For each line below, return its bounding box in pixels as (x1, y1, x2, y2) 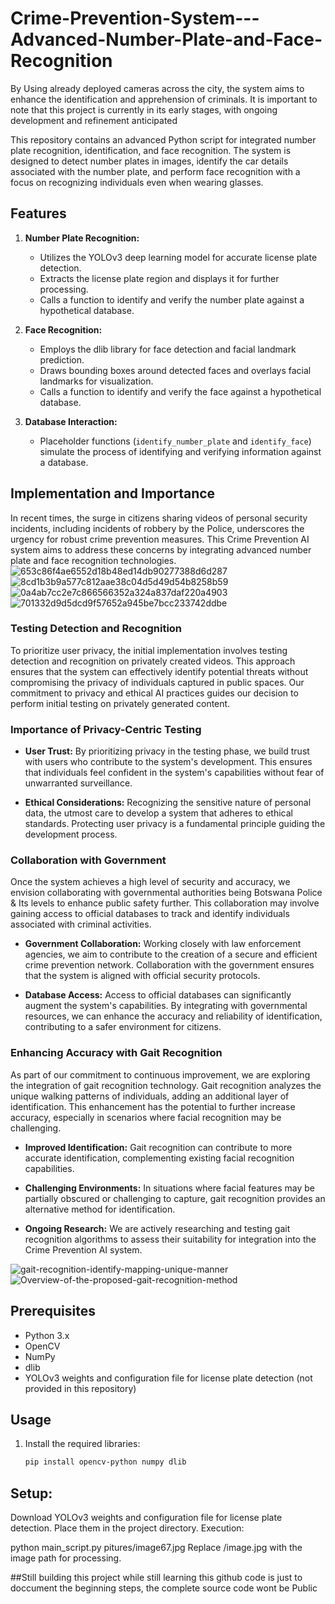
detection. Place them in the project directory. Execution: (10, 1522, 245, 1534)
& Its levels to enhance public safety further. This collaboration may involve (10, 897, 320, 909)
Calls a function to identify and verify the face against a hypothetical (39, 385, 322, 397)
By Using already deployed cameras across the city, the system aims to (10, 82, 305, 94)
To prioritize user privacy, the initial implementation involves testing (10, 644, 288, 656)
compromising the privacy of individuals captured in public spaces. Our (10, 676, 305, 688)
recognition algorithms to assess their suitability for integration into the (24, 1233, 317, 1245)
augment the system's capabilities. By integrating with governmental (24, 1000, 308, 1012)
